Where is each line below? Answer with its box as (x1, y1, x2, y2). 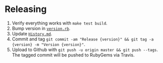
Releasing (4, 3, 47, 15)
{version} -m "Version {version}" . (11, 41, 85, 47)
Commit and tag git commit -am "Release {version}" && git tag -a (11, 36, 154, 42)
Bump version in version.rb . (11, 25, 70, 31)
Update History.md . (11, 30, 52, 36)
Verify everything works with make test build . (11, 20, 108, 26)
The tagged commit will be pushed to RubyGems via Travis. (11, 51, 135, 58)
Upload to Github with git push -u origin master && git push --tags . (11, 46, 158, 52)
